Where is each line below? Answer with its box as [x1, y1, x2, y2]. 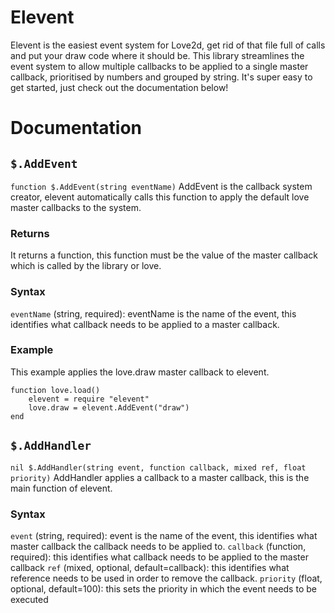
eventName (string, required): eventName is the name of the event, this [10, 307, 297, 320]
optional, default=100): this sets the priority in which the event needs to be [10, 582, 317, 595]
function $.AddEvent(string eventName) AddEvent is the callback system [10, 180, 313, 192]
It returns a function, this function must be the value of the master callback [10, 249, 318, 261]
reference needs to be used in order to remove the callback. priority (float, [10, 572, 323, 584]
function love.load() [10, 385, 101, 395]
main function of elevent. [10, 482, 113, 494]
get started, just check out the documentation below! [10, 81, 229, 93]
